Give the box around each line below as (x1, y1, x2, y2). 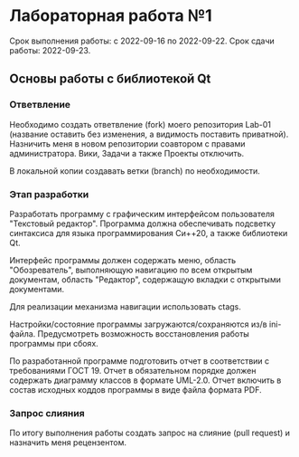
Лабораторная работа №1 (9, 5, 212, 26)
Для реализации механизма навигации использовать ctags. (9, 300, 242, 312)
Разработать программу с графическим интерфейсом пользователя (9, 208, 276, 219)
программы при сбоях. (9, 338, 99, 348)
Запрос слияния (9, 406, 85, 419)
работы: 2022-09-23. (9, 44, 91, 55)
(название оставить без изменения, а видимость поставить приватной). (9, 129, 289, 139)
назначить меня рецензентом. (9, 437, 126, 448)
